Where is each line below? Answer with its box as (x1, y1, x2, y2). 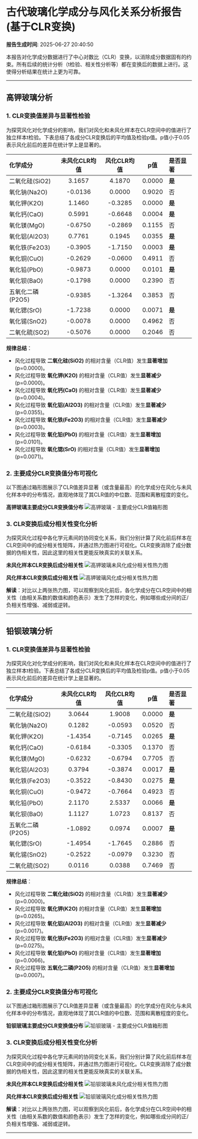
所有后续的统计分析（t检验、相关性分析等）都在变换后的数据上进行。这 (16, 60, 189, 68)
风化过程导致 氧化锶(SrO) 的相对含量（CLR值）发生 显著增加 (14, 445, 160, 452)
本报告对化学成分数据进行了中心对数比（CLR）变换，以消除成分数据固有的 (6, 53, 187, 60)
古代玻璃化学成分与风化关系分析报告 (6, 5, 182, 19)
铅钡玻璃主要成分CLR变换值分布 (6, 1022, 84, 1029)
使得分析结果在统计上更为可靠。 (6, 68, 84, 75)
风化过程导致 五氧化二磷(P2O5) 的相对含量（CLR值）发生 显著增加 (14, 964, 175, 971)
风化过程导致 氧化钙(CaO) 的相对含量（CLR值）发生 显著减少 (14, 386, 161, 393)
